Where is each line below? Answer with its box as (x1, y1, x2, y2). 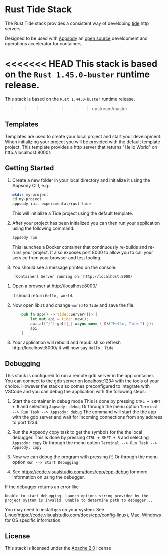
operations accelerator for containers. (5, 40, 83, 46)
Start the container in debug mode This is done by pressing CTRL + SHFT (12, 398, 161, 404)
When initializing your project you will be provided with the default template (5, 139, 161, 145)
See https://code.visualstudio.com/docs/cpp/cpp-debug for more (12, 469, 148, 475)
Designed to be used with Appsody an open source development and (5, 35, 148, 41)
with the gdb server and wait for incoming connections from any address (12, 414, 163, 420)
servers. (5, 25, 22, 31)
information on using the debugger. (12, 474, 85, 480)
